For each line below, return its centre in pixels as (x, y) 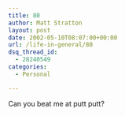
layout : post (29, 30)
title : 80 (24, 15)
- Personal (33, 74)
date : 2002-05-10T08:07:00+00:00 (63, 37)
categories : (28, 67)
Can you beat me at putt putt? (56, 103)
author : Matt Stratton (45, 23)
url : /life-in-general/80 (50, 45)
